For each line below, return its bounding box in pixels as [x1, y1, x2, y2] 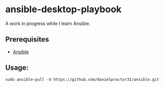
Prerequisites [5, 35, 49, 44]
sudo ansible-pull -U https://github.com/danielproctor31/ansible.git [5, 77, 159, 82]
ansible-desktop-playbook [5, 4, 122, 15]
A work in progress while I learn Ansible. [5, 20, 91, 26]
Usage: [5, 64, 29, 72]
